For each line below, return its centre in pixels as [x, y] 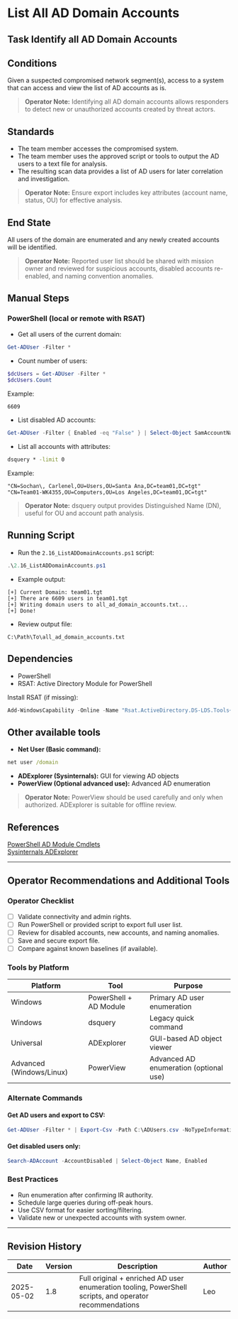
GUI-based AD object [186, 1038]
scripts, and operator [114, 1296]
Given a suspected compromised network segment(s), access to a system [116, 80]
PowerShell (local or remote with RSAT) [76, 319]
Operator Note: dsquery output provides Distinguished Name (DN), [123, 506]
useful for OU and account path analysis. [84, 514]
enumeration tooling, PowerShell [133, 1287]
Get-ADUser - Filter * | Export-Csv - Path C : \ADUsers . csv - [96, 1130]
